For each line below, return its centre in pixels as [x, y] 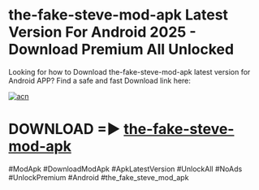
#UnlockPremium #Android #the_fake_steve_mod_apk [99, 177]
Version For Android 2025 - [102, 32]
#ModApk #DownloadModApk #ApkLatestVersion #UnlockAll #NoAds [125, 169]
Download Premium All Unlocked [121, 50]
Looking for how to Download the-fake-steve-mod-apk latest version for [129, 71]
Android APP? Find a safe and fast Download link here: [99, 80]
